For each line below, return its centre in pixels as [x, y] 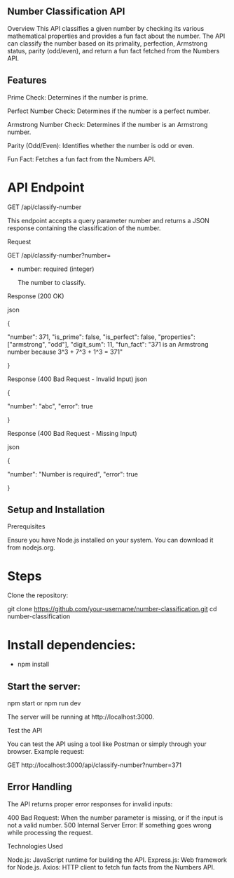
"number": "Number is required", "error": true [73, 474]
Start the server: [44, 686]
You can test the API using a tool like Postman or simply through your [107, 744]
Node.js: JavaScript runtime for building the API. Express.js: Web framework [117, 860]
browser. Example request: [46, 752]
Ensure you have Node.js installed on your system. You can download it [110, 540]
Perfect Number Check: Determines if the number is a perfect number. [109, 111]
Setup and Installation [56, 509]
